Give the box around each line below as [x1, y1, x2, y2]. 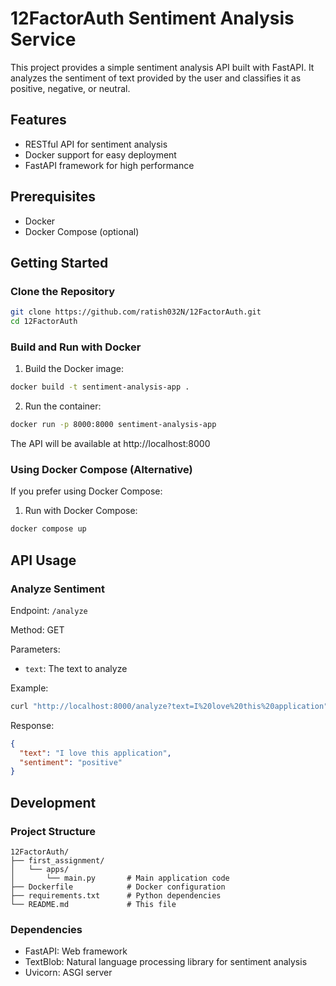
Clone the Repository [10, 284, 116, 298]
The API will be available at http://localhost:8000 [10, 438, 211, 450]
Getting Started [10, 254, 109, 271]
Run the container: [24, 400, 102, 412]
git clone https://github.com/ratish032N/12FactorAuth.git [10, 307, 262, 317]
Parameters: [10, 643, 61, 655]
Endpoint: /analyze [10, 604, 88, 616]
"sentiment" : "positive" [19, 757, 123, 767]
